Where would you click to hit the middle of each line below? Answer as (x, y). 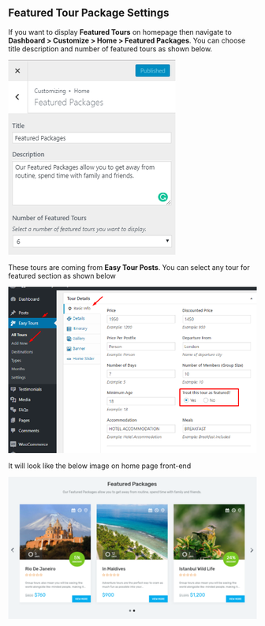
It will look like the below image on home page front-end (100, 466)
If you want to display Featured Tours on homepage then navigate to (120, 32)
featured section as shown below (62, 276)
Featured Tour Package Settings (89, 13)
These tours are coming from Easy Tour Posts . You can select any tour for (129, 267)
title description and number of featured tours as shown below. (110, 49)
